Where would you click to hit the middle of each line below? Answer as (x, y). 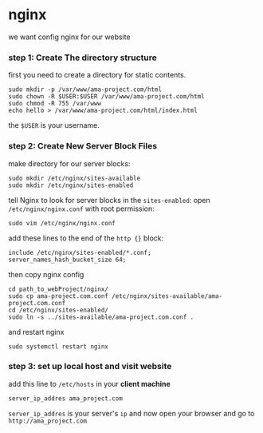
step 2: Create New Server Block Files (83, 146)
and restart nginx (36, 332)
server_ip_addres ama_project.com (66, 398)
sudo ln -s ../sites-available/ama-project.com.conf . (101, 317)
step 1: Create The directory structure (82, 58)
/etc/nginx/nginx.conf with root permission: (82, 209)
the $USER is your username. (54, 125)
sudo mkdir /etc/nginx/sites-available (75, 178)
